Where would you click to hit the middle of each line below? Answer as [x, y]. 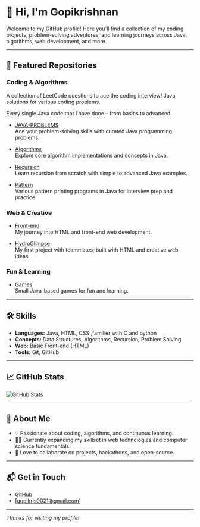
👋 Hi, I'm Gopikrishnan [62, 12]
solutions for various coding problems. [54, 102]
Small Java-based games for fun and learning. [72, 291]
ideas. [22, 256]
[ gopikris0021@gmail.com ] [48, 501]
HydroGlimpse [32, 243]
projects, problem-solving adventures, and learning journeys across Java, [97, 34]
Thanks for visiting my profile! [43, 518]
